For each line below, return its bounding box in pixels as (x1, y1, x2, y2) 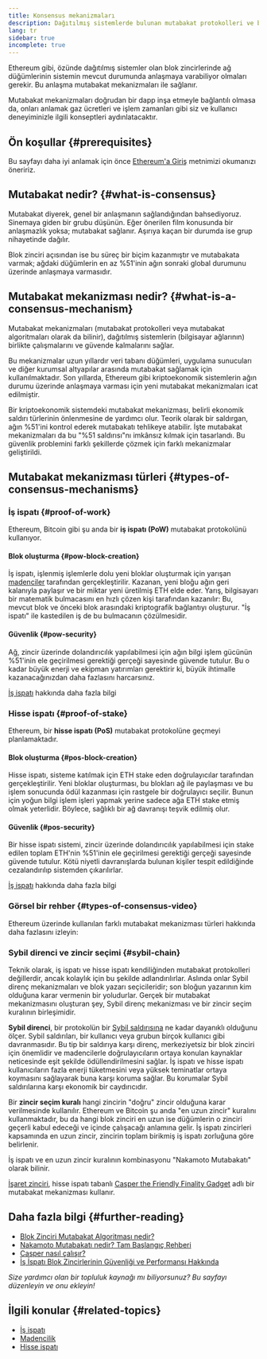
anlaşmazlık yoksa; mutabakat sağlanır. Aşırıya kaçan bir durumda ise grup (8, 226, 253, 236)
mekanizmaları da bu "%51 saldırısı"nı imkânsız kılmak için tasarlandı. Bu (8, 430, 246, 440)
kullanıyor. (8, 533, 42, 543)
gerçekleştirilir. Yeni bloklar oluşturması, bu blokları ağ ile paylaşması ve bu (8, 779, 253, 789)
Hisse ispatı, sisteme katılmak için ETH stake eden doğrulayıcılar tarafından (8, 770, 254, 780)
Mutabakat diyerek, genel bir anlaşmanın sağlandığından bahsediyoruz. (8, 208, 242, 219)
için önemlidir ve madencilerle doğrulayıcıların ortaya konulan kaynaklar (8, 1048, 242, 1057)
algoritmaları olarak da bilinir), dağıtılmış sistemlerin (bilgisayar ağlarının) (8, 332, 245, 341)
